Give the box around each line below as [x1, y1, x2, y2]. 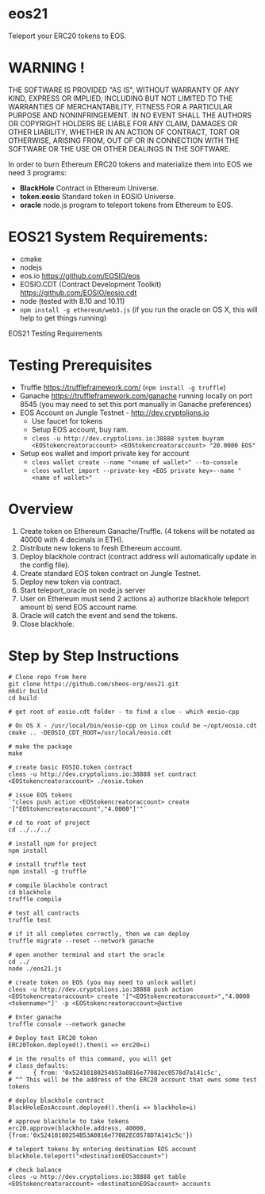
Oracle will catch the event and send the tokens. [19, 610, 178, 620]
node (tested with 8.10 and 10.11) [19, 296, 125, 305]
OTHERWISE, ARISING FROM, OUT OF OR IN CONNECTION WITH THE [8, 136, 240, 145]
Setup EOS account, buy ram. [31, 424, 129, 434]
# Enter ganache [8, 1013, 62, 1021]
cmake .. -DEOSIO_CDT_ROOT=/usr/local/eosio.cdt [8, 728, 172, 736]
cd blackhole [8, 888, 52, 896]
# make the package [8, 743, 73, 751]
